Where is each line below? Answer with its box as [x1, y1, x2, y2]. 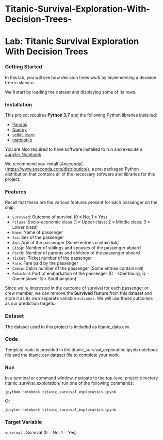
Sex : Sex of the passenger [12, 235, 64, 240]
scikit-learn [12, 132, 35, 138]
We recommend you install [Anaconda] [5, 161, 83, 167]
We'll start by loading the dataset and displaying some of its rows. [5, 89, 137, 95]
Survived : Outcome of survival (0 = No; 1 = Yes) [12, 214, 108, 220]
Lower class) [12, 224, 38, 230]
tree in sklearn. [5, 79, 35, 85]
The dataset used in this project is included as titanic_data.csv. [5, 324, 130, 330]
